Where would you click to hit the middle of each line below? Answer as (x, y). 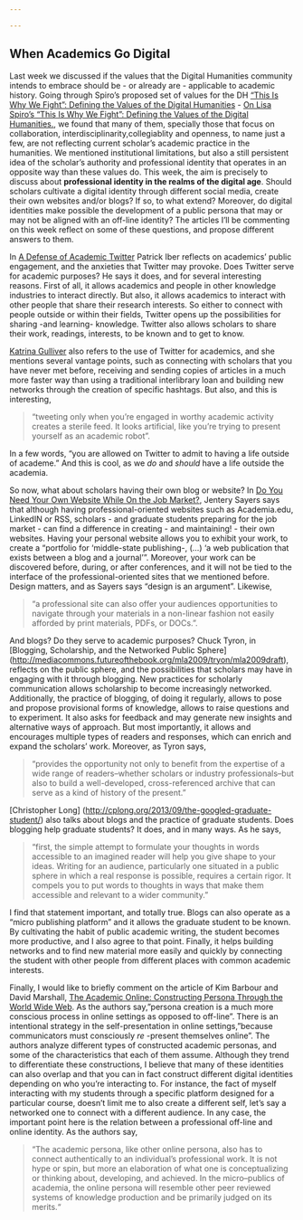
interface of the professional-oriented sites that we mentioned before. (139, 576)
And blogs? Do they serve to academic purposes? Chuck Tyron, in (133, 640)
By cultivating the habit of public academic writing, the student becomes (145, 932)
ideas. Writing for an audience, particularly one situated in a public (155, 865)
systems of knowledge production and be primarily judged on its (152, 1197)
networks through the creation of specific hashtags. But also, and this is (143, 389)
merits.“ (46, 1206)
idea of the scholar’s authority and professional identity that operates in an (148, 162)
